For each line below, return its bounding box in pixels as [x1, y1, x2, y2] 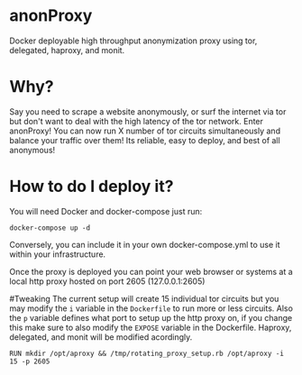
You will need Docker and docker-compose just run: [9, 206, 203, 216]
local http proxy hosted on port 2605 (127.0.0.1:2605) [9, 276, 206, 287]
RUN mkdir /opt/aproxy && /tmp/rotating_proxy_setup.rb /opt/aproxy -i [9, 349, 284, 358]
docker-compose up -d [9, 223, 91, 233]
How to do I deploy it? [9, 177, 174, 197]
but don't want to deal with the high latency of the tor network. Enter [9, 115, 264, 126]
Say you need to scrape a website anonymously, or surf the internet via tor [9, 105, 287, 117]
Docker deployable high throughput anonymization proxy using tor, [9, 35, 258, 46]
